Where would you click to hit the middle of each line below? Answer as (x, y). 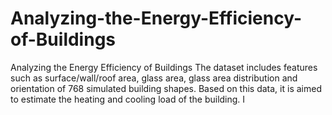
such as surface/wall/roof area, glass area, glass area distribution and (154, 78)
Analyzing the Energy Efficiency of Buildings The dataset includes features (164, 67)
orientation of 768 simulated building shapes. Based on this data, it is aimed (166, 88)
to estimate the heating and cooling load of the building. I (128, 99)
